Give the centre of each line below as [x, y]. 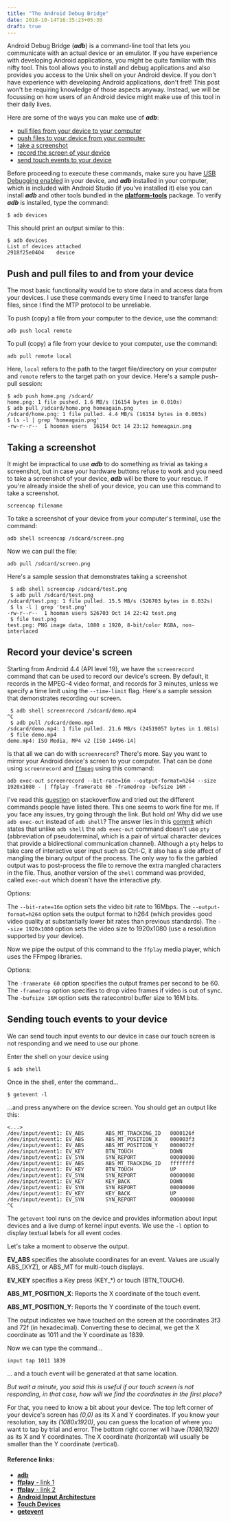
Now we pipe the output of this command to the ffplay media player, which [114, 949]
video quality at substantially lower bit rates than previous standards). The [112, 921]
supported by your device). [46, 935]
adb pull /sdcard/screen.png [49, 564]
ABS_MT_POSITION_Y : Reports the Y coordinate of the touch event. [104, 1307]
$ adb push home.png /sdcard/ [50, 396]
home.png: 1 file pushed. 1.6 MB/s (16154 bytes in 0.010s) [95, 402]
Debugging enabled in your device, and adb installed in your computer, [108, 181]
